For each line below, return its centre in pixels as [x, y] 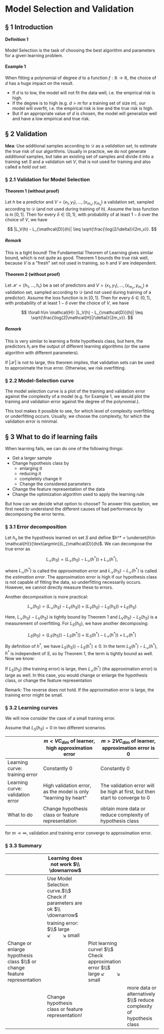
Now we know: [20, 659]
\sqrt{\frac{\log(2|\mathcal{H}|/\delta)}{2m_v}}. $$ [82, 318]
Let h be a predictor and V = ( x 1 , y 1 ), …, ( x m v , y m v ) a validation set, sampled [80, 203]
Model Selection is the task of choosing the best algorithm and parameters [80, 50]
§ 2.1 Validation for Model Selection [48, 179]
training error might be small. [34, 695]
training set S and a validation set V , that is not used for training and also [78, 162]
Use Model [60, 879]
